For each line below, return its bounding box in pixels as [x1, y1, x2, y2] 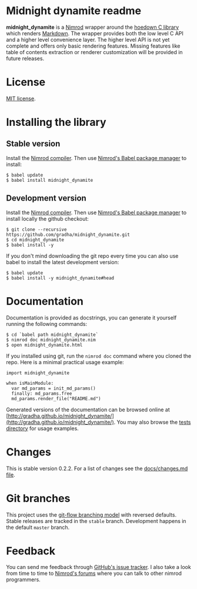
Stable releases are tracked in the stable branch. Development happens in [6, 517, 186, 524]
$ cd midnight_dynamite [6, 237, 65, 242]
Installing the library [6, 116, 107, 129]
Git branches [6, 491, 71, 505]
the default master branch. [6, 524, 70, 531]
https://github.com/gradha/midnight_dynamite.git [6, 231, 131, 238]
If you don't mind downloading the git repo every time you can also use [6, 252, 179, 259]
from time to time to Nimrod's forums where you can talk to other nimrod [6, 570, 182, 577]
